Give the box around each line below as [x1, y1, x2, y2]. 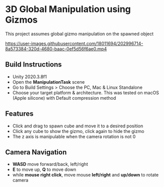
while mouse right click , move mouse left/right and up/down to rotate [12, 172, 159, 178]
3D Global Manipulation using [5, 4, 131, 15]
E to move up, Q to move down [12, 166, 77, 172]
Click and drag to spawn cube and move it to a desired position [12, 123, 143, 129]
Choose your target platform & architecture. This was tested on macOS [12, 89, 159, 96]
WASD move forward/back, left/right [12, 161, 88, 167]
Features [5, 109, 34, 118]
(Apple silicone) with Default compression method [12, 95, 116, 101]
